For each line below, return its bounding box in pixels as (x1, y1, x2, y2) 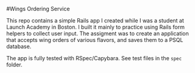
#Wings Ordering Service (6, 5, 70, 12)
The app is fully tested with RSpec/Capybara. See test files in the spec (6, 55, 182, 61)
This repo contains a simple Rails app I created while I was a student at (6, 17, 185, 24)
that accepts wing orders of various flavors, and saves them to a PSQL (6, 36, 183, 43)
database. (6, 43, 32, 50)
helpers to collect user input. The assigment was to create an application (6, 30, 189, 37)
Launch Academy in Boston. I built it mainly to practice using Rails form (6, 24, 185, 30)
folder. (6, 61, 23, 68)
